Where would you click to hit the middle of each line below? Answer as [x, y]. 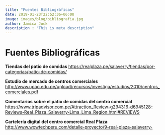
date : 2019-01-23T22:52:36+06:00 [40, 14]
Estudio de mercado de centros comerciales [52, 81]
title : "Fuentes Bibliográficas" [40, 10]
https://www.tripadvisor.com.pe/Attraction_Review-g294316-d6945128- [79, 107]
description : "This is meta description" [50, 28]
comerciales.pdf [22, 92]
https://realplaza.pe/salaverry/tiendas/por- [112, 67]
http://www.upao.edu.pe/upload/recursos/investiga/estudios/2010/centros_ [82, 87]
